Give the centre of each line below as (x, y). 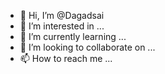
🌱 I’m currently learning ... (73, 36)
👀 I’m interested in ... (62, 26)
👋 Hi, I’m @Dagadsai (62, 15)
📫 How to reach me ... (66, 58)
